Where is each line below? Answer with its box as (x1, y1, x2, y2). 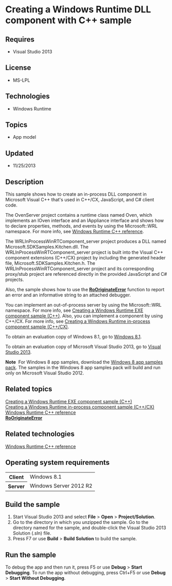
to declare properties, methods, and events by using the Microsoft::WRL (5, 223, 158, 229)
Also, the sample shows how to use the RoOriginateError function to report (5, 287, 165, 293)
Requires (5, 35, 35, 44)
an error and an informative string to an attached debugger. (5, 292, 131, 298)
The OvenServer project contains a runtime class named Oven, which (5, 212, 152, 218)
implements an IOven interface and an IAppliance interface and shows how (5, 217, 164, 224)
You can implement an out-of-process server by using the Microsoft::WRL (5, 302, 162, 308)
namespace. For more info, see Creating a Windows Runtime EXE (5, 307, 144, 314)
